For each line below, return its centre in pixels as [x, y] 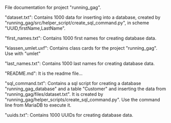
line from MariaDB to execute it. [38, 105]
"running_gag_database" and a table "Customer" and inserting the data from [85, 89]
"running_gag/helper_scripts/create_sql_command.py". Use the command [82, 100]
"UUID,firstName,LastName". [35, 28]
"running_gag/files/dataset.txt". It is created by [54, 94]
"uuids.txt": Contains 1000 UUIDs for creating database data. [69, 115]
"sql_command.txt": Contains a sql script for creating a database [73, 83]
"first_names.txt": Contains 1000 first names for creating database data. [81, 38]
